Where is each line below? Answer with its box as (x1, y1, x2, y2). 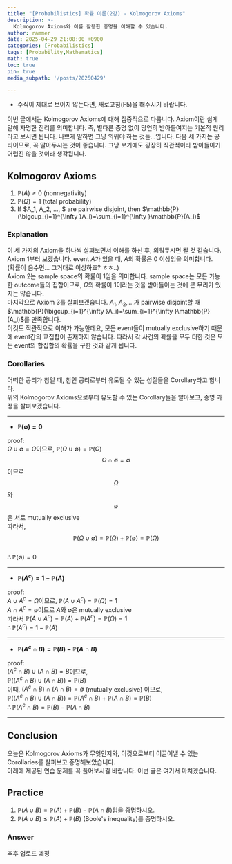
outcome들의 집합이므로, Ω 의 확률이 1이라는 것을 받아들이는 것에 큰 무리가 (14, 281, 214, 289)
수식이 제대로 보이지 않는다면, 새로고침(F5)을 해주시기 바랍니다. (17, 100, 188, 109)
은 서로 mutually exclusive (7, 513, 80, 521)
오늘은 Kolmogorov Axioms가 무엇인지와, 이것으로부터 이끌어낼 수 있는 (7, 749, 199, 757)
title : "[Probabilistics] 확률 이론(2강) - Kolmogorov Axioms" (7, 10, 186, 17)
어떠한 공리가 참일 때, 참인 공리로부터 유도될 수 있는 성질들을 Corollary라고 (7, 375, 209, 384)
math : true (7, 55, 39, 62)
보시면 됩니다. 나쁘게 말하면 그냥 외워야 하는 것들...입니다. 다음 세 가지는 (19, 132, 213, 141)
